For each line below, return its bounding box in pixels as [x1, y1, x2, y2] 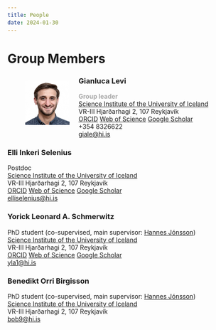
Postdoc [7, 164, 32, 172]
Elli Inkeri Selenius [7, 147, 72, 157]
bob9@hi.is [7, 314, 41, 323]
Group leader [78, 92, 119, 100]
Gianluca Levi [78, 75, 126, 85]
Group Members [7, 50, 106, 67]
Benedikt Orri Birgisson [7, 276, 90, 286]
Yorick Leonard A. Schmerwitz [7, 212, 115, 222]
